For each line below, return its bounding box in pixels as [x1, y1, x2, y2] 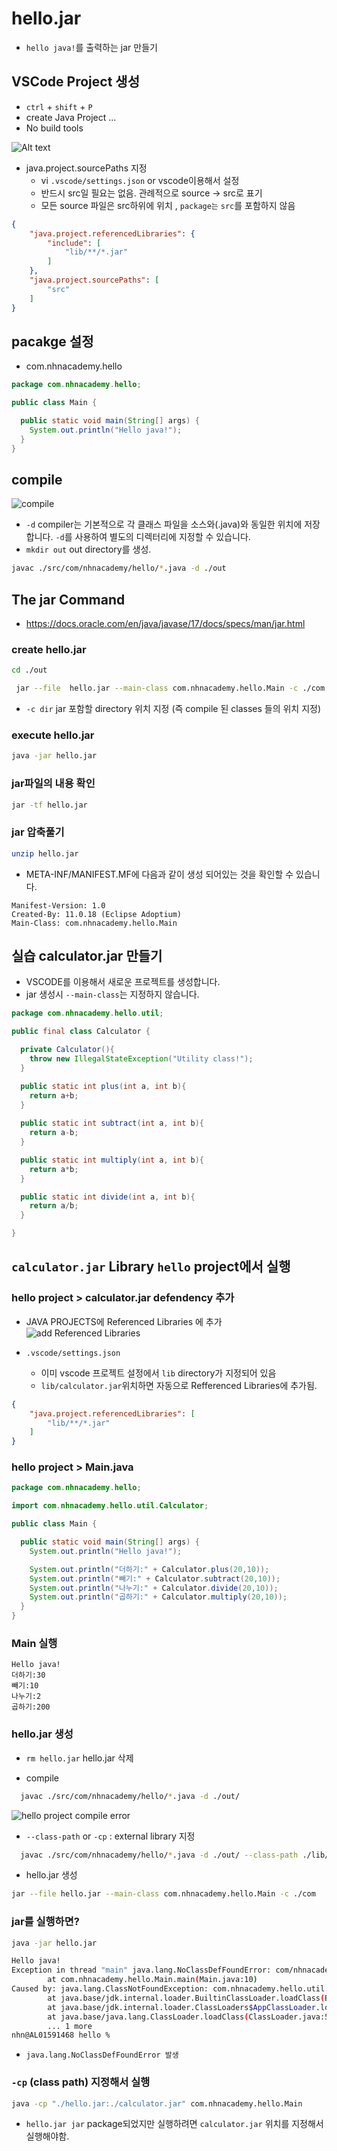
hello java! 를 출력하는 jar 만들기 [25, 41, 158, 53]
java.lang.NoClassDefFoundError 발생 [25, 2050, 179, 2061]
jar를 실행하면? [11, 1915, 80, 1929]
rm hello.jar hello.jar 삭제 [25, 1752, 134, 1764]
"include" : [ [47, 238, 102, 248]
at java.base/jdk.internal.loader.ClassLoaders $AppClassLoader [47, 2002, 316, 2012]
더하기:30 [11, 1670, 46, 1681]
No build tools [25, 122, 84, 134]
